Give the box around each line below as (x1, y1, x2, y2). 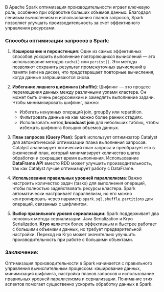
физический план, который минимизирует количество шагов (12, 150, 141, 156)
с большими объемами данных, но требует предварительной (12, 226, 142, 232)
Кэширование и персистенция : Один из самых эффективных (12, 49, 142, 54)
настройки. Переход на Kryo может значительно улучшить (12, 232, 136, 238)
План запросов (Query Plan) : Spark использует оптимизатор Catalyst (12, 134, 158, 140)
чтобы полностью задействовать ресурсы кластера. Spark (12, 186, 136, 191)
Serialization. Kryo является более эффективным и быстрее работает (12, 221, 157, 227)
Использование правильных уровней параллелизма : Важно (12, 175, 142, 181)
